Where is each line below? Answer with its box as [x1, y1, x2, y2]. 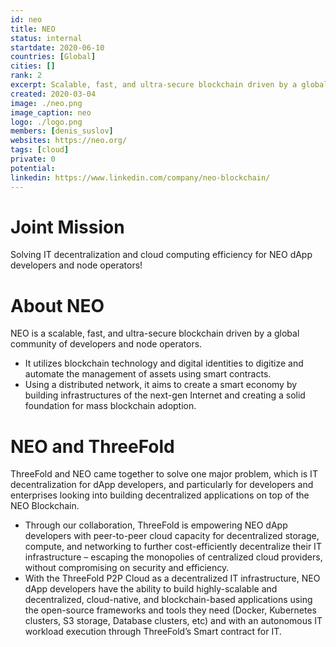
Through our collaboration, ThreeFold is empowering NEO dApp [24, 519, 288, 531]
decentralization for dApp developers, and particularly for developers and [10, 479, 314, 491]
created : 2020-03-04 [10, 89, 97, 99]
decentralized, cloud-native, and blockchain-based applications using [24, 594, 313, 606]
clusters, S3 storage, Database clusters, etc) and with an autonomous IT [24, 615, 323, 627]
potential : [10, 163, 56, 173]
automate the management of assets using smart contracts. [24, 368, 272, 380]
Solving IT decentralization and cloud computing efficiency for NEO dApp [10, 249, 313, 261]
